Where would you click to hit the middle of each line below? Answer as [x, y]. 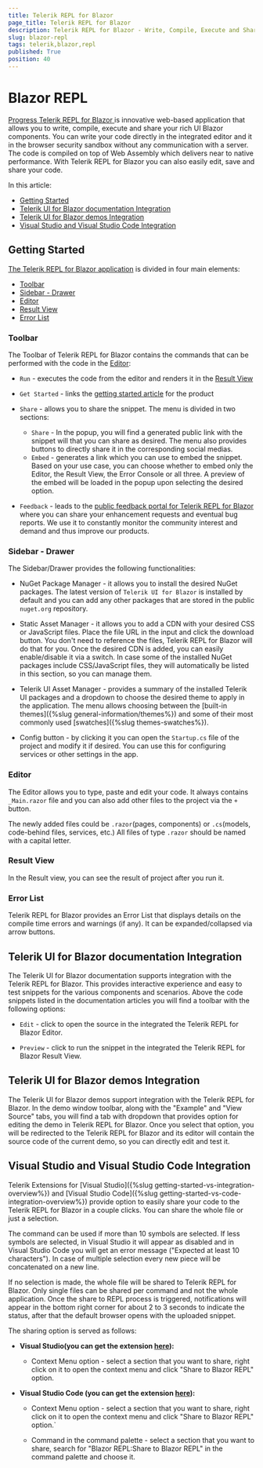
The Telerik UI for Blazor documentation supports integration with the [120, 975]
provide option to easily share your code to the [164, 1201]
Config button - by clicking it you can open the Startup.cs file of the [130, 738]
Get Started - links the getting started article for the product [117, 393]
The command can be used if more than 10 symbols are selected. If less [124, 1233]
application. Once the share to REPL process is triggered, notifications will [127, 1298]
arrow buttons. [32, 932]
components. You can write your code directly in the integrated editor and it [130, 136]
